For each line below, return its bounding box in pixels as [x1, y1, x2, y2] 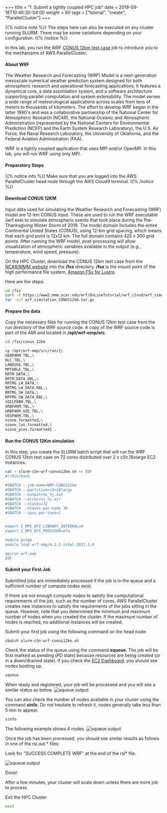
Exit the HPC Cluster [5, 794, 47, 801]
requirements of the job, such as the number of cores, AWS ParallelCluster [5, 597, 158, 604]
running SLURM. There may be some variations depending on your [5, 30, 142, 35]
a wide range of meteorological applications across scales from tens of [5, 99, 151, 105]
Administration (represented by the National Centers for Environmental [5, 120, 150, 126]
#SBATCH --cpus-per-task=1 [5, 510, 61, 516]
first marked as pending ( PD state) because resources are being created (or [5, 652, 161, 659]
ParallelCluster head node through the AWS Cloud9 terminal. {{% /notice [5, 179, 154, 185]
